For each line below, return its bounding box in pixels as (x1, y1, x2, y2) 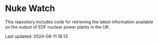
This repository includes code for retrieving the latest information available (5, 19, 154, 25)
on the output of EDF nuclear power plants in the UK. (5, 24, 110, 29)
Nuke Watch (5, 3, 56, 14)
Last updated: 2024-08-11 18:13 (5, 33, 68, 39)
